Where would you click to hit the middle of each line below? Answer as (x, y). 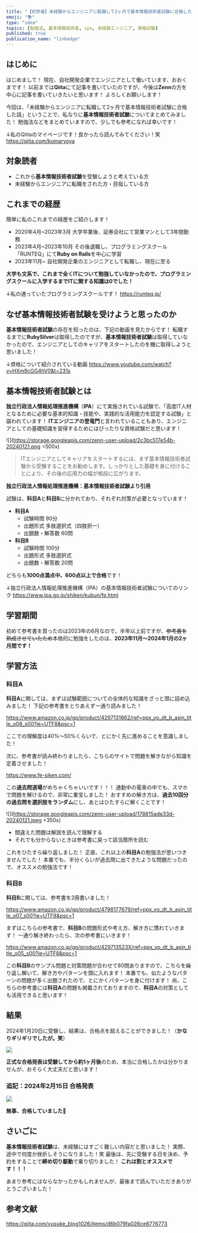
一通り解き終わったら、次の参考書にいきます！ (74, 935)
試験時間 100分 (42, 548)
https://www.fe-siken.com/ (39, 775)
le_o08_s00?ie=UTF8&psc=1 (41, 724)
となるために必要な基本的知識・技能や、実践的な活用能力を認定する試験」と (99, 414)
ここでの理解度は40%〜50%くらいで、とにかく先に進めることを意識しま (95, 736)
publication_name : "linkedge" (43, 39)
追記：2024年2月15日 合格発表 (50, 1085)
